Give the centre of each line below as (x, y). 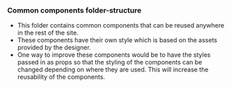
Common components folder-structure (74, 10)
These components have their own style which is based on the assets (117, 40)
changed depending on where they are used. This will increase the (113, 70)
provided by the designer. (54, 48)
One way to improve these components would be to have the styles (114, 55)
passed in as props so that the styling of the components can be (110, 62)
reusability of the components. (61, 77)
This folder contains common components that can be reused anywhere (121, 26)
